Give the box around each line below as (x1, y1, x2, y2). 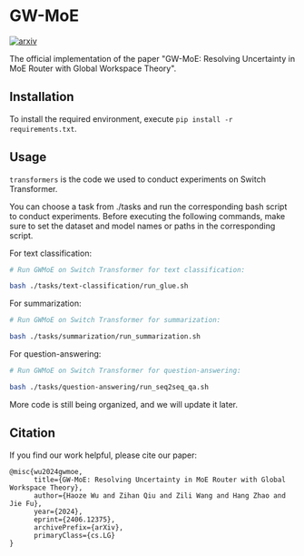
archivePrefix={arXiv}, (33, 522, 124, 532)
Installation (9, 89, 74, 105)
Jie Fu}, (9, 499, 43, 508)
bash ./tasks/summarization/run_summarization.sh (9, 332, 201, 341)
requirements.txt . (9, 123, 77, 134)
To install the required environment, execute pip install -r (9, 113, 233, 124)
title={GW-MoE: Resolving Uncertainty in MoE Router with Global (33, 475, 286, 484)
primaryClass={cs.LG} (33, 531, 116, 540)
